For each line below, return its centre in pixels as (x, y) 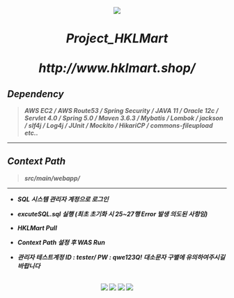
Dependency (36, 94)
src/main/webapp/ (52, 178)
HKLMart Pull (37, 228)
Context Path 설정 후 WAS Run (61, 242)
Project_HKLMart (117, 39)
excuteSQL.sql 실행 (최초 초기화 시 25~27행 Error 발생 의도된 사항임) (112, 214)
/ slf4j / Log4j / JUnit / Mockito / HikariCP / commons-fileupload (118, 125)
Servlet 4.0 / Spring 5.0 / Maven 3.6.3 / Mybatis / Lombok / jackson (124, 118)
